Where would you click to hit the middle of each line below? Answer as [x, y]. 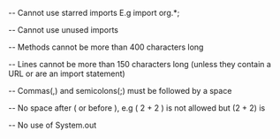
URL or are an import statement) [67, 73]
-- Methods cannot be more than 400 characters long [106, 47]
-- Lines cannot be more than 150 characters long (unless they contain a [140, 64]
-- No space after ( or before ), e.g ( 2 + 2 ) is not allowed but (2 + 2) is [137, 108]
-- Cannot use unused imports [63, 30]
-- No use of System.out [53, 125]
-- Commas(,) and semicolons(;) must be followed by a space [120, 91]
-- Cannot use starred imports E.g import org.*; [94, 13]
